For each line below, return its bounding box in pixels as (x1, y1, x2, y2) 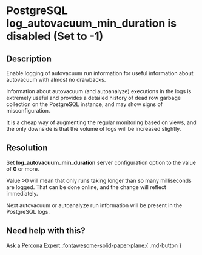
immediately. (6, 190, 38, 197)
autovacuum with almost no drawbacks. (6, 76, 106, 83)
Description (6, 53, 52, 64)
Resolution (6, 143, 48, 153)
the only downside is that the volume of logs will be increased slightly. (6, 125, 181, 132)
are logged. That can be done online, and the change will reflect (6, 183, 167, 191)
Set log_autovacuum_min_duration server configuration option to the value (6, 159, 196, 166)
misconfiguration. (6, 107, 50, 114)
